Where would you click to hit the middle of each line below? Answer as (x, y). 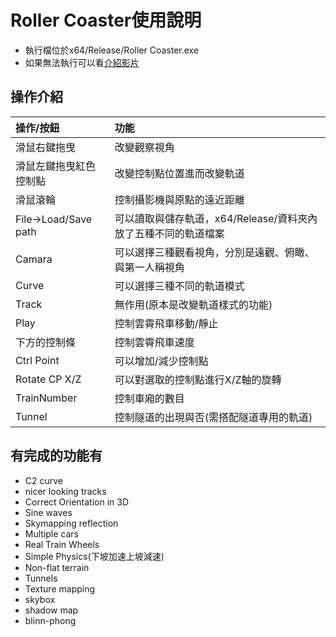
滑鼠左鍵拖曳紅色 (56, 166)
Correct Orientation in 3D (76, 502)
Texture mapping (60, 588)
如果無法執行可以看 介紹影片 (82, 62)
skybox (40, 599)
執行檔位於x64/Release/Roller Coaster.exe (112, 50)
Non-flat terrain (57, 567)
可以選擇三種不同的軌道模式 (179, 286)
